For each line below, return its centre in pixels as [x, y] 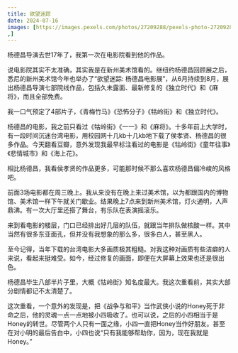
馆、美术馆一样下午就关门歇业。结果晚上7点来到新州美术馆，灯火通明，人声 [118, 201]
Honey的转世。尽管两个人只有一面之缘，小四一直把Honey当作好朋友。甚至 [116, 324]
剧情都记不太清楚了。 [44, 291]
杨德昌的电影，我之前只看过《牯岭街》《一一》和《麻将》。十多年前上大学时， [119, 127]
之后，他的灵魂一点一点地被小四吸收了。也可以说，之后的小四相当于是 [115, 315]
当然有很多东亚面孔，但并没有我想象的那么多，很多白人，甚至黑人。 [107, 234]
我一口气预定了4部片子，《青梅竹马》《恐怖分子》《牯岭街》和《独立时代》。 [115, 112]
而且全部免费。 [44, 97]
